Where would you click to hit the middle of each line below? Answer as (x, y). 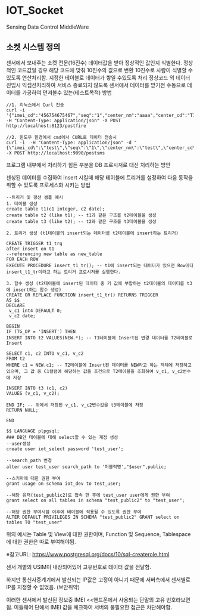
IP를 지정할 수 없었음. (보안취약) (43, 587)
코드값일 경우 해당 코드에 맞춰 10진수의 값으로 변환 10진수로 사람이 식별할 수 (105, 70)
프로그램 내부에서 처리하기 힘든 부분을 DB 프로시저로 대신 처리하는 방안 (88, 165)
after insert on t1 (30, 249)
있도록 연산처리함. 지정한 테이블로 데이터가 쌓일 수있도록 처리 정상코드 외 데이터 (98, 78)
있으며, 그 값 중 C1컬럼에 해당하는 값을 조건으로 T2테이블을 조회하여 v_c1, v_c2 (95, 371)
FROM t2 (16, 358)
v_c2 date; (22, 316)
